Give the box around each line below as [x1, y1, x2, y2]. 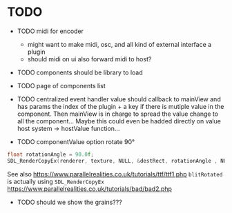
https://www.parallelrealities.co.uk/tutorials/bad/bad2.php [7, 184, 173, 193]
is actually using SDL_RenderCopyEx [7, 177, 105, 185]
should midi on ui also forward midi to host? [27, 54, 152, 63]
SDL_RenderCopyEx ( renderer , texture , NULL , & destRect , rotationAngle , [7, 157, 217, 164]
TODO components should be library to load [17, 68, 143, 77]
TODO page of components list [17, 81, 106, 90]
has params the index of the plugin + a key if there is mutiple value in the [17, 102, 224, 110]
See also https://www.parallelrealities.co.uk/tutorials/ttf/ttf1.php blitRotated [7, 170, 223, 178]
